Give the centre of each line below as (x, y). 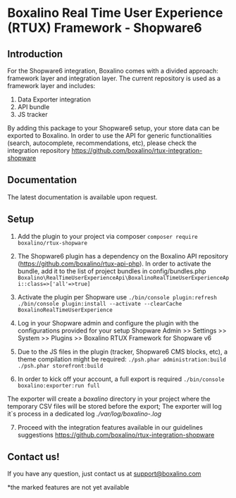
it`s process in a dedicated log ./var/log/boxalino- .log (85, 413)
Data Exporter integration (54, 99)
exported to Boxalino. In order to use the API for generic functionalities (110, 136)
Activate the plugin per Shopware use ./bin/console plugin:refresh (117, 297)
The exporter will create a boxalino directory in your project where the (109, 399)
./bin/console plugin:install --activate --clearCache (100, 304)
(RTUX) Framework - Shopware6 (105, 28)
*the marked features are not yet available (68, 487)
